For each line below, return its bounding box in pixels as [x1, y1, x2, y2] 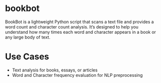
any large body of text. [5, 34, 51, 40]
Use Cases [5, 51, 50, 62]
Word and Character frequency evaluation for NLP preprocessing [12, 72, 143, 78]
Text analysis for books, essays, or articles [12, 67, 98, 73]
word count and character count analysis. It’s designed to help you [5, 24, 139, 29]
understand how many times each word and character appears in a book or [5, 29, 156, 35]
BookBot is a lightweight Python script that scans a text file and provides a [5, 19, 154, 25]
